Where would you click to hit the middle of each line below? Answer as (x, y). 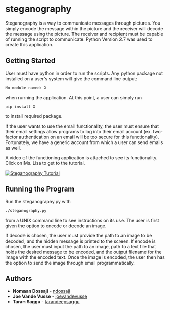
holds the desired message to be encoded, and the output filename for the (83, 252)
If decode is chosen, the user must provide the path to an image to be (79, 235)
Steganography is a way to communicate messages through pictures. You (83, 23)
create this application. (29, 44)
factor (11, 137)
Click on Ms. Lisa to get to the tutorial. (45, 163)
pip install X (20, 107)
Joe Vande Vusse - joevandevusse (50, 296)
